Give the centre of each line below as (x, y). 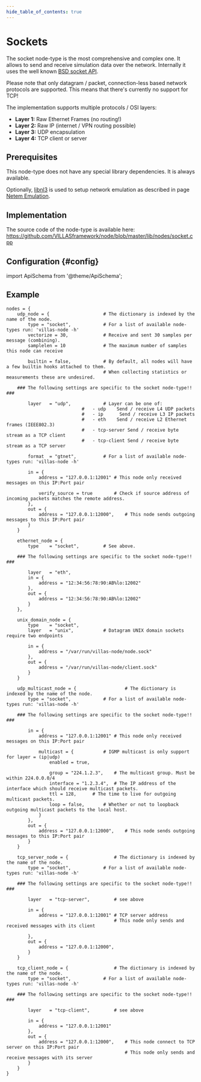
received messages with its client (51, 926)
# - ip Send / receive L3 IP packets (138, 414)
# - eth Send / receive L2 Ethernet (134, 420)
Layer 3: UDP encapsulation (50, 132)
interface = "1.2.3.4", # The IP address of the (113, 783)
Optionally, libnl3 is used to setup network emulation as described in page (98, 190)
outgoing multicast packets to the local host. (67, 810)
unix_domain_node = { (44, 620)
